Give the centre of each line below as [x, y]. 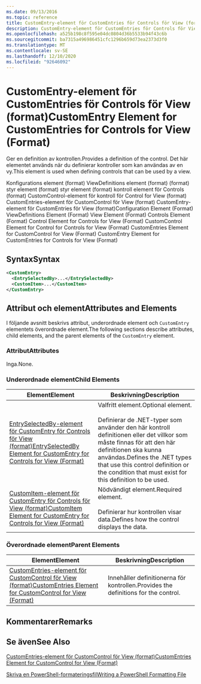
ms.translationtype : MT [36, 45]
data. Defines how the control [138, 519]
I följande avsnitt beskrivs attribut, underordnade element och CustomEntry [98, 323]
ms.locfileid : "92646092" [38, 62]
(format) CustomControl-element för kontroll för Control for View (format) [97, 196]
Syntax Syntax [33, 259]
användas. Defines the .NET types [145, 457]
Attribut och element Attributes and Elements [92, 308]
